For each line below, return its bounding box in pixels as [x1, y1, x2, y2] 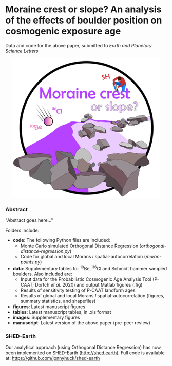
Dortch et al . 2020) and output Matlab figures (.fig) [35, 282, 143, 288]
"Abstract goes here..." [5, 217, 53, 223]
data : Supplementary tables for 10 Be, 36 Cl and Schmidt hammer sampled [12, 265, 167, 272]
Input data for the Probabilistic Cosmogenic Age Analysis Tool [20, 276, 151, 282]
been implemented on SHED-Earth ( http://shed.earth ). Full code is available [5, 350, 165, 356]
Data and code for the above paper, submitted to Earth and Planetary [5, 42, 152, 48]
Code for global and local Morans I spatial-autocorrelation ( [20, 254, 146, 260]
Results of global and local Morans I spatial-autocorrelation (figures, [20, 293, 165, 299]
